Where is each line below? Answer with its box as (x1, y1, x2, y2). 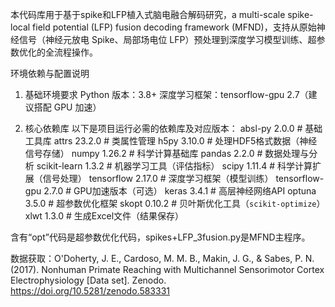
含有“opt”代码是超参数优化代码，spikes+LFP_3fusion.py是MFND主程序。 (10, 231, 311, 243)
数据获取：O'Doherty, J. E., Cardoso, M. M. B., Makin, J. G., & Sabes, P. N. (10, 253, 315, 264)
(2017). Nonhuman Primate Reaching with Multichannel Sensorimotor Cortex (10, 264, 325, 275)
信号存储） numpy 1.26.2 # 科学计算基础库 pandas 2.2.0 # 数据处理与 (24, 148, 310, 159)
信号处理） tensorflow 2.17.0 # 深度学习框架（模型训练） (42, 173, 274, 184)
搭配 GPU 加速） (33, 101, 102, 113)
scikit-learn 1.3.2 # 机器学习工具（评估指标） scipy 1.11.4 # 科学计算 (36, 160, 313, 172)
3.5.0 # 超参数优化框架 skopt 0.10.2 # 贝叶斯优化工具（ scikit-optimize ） (24, 198, 326, 209)
